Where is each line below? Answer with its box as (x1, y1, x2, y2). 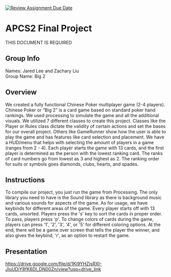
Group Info (5, 54, 40, 63)
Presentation (5, 247, 47, 256)
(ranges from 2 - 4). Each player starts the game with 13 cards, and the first (5, 145, 164, 151)
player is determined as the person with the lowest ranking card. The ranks (5, 150, 163, 156)
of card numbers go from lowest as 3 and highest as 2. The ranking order (5, 155, 160, 161)
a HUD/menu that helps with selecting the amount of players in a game (5, 139, 154, 145)
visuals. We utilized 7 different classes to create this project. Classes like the (5, 118, 166, 124)
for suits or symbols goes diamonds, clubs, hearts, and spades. (5, 161, 139, 167)
